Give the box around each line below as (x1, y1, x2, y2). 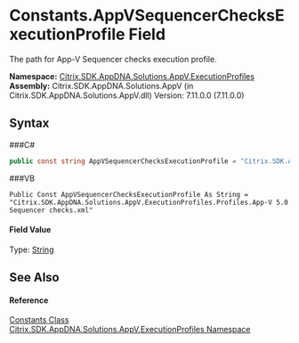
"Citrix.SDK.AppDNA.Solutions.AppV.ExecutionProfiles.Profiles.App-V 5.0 (9, 198, 289, 207)
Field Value (9, 225, 52, 235)
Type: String (9, 244, 54, 255)
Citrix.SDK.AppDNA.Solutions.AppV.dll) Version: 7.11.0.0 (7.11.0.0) (9, 90, 245, 101)
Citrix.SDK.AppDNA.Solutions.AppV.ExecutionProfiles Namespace (9, 324, 251, 335)
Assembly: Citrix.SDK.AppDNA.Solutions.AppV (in (9, 80, 194, 91)
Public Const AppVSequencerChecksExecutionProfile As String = (9, 190, 249, 199)
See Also (9, 270, 60, 285)
